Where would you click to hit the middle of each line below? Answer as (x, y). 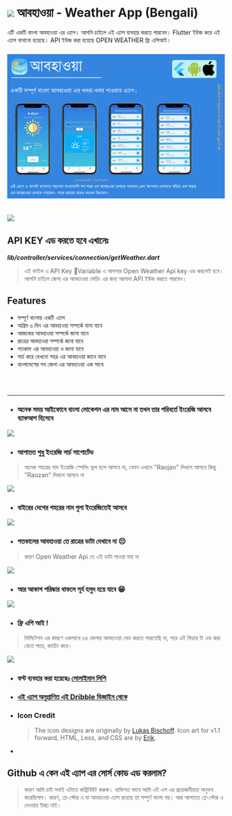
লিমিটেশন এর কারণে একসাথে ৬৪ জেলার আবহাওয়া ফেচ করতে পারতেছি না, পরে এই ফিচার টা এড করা (122, 638)
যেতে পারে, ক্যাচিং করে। (48, 646)
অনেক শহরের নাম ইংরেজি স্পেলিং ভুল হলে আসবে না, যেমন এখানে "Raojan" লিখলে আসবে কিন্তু (120, 467)
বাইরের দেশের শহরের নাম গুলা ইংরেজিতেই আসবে (72, 508)
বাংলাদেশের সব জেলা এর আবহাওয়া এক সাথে (60, 364)
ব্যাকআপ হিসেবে (35, 418)
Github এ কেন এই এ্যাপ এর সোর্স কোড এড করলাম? (87, 773)
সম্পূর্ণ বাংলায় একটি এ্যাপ (41, 317)
